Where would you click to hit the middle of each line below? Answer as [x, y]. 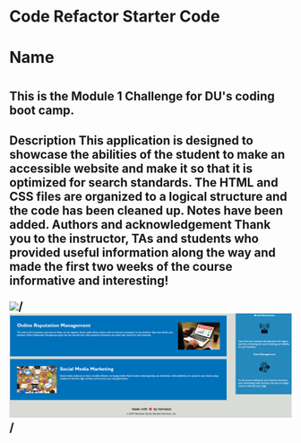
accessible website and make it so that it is [131, 168]
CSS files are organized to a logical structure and [149, 196]
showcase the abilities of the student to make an [147, 154]
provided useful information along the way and [142, 252]
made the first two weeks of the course [121, 266]
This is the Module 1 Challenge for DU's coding [142, 96]
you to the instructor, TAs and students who [134, 238]
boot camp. [42, 110]
